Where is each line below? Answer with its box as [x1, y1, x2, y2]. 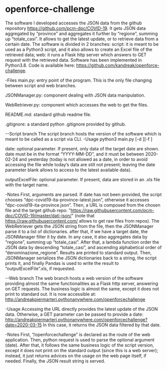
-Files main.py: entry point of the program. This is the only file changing [5, 77, 152, 83]
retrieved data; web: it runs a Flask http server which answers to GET [5, 51, 147, 58]
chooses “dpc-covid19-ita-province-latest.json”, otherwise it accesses [5, 197, 150, 203]
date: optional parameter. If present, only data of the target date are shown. [5, 145, 160, 151]
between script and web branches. [5, 82, 77, 88]
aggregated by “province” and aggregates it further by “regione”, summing [5, 30, 158, 36]
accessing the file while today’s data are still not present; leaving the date [5, 161, 156, 167]
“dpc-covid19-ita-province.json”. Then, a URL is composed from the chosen [5, 202, 161, 208]
